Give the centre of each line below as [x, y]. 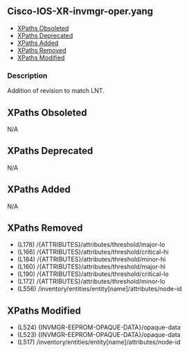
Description [27, 76]
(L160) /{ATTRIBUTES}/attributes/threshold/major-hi [91, 267]
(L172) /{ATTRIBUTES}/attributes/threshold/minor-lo [91, 282]
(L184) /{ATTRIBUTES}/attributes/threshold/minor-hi [91, 259]
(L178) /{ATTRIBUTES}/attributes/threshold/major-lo [91, 245]
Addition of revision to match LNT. [56, 91]
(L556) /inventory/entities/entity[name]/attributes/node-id [99, 289]
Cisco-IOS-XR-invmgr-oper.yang [80, 11]
